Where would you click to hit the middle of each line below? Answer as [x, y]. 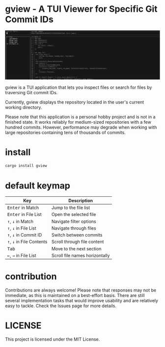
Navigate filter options [74, 221]
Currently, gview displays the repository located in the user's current [74, 102]
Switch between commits [77, 235]
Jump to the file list [71, 208]
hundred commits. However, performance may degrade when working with [81, 127]
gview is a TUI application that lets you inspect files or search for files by [79, 87]
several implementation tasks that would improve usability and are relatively [82, 301]
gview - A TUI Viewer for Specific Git [82, 9]
